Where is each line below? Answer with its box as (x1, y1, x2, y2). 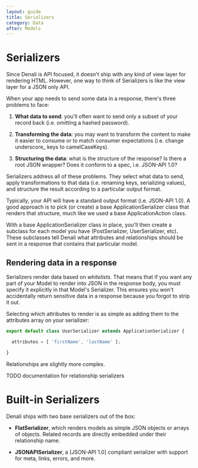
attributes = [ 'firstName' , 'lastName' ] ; (11, 339, 121, 345)
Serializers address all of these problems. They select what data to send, (6, 173, 184, 180)
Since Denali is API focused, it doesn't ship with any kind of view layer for (6, 71, 186, 78)
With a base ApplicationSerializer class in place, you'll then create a (6, 221, 172, 228)
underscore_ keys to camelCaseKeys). (14, 144, 109, 151)
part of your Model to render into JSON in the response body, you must (6, 280, 181, 287)
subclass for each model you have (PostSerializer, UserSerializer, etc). (6, 228, 178, 235)
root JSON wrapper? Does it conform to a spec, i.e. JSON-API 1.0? (14, 162, 178, 169)
